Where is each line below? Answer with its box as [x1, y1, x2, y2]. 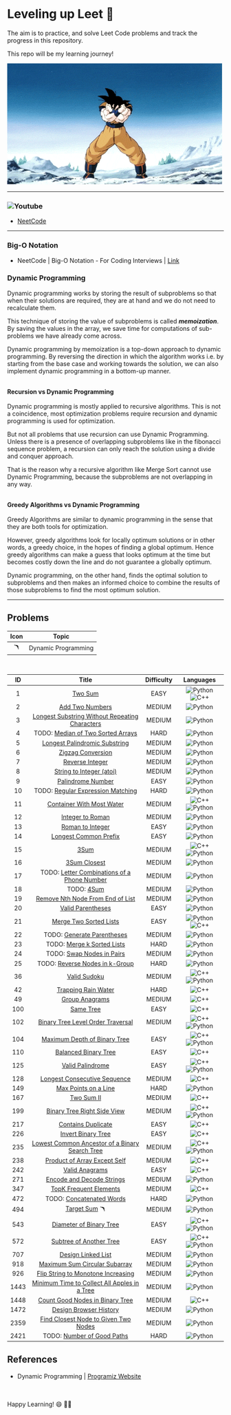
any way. [7, 479, 33, 488]
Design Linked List [59, 1250, 112, 1258]
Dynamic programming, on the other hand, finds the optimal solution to [7, 571, 208, 579]
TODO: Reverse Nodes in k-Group [37, 959, 134, 967]
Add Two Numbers [58, 702, 112, 711]
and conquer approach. [7, 452, 74, 460]
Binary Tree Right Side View [46, 1107, 125, 1115]
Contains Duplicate [58, 1120, 113, 1128]
